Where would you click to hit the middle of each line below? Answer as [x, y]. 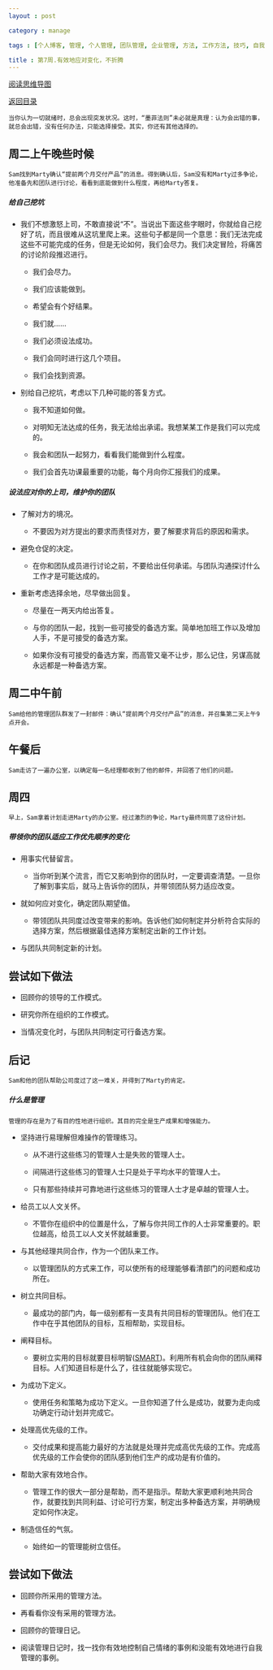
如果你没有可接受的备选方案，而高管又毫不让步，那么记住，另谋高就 [146, 655]
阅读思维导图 [30, 84]
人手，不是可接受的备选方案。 [82, 638]
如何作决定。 [61, 1512]
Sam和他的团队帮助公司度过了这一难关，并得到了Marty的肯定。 [99, 1081]
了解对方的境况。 [49, 514]
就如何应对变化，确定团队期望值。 [77, 903]
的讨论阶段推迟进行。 [56, 255]
